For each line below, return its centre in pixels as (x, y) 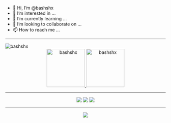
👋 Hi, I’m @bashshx (33, 8)
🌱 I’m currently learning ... (40, 19)
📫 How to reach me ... (36, 30)
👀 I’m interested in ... (34, 13)
